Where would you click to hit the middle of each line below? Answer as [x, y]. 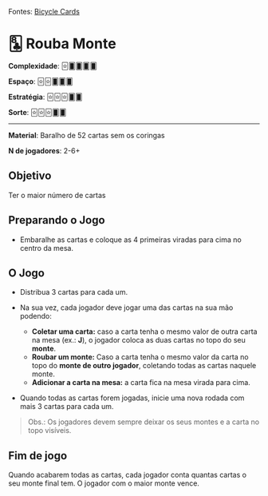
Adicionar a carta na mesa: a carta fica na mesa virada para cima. [141, 383]
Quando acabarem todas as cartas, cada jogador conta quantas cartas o [128, 475]
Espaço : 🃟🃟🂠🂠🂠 [41, 81]
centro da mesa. [47, 248]
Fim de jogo [38, 456]
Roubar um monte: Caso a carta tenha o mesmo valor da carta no [140, 357]
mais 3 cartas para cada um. [67, 407]
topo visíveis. [49, 431]
